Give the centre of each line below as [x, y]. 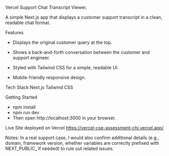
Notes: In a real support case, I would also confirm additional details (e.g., [82, 138]
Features [14, 32]
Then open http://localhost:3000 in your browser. [64, 118]
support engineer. [31, 58]
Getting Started [21, 97]
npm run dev [26, 112]
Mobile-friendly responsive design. [49, 77]
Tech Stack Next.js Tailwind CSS [39, 87]
